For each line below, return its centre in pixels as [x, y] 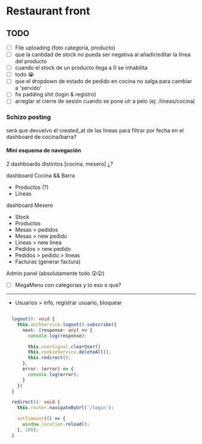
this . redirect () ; [49, 358]
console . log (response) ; [57, 336]
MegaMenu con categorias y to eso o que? [68, 285]
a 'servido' [28, 88]
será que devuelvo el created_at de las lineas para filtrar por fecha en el [95, 130]
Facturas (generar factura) [48, 261]
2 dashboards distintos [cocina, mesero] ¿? [60, 164]
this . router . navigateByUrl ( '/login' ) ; [66, 408]
